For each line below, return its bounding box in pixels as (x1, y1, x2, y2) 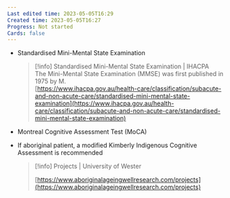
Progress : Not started (7, 23, 73, 30)
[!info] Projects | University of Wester (34, 162, 141, 171)
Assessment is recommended (17, 148, 103, 157)
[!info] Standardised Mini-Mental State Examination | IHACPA (34, 62, 209, 70)
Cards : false (7, 29, 45, 37)
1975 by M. (34, 77, 66, 86)
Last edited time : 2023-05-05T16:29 (7, 10, 114, 17)
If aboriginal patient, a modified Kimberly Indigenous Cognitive (17, 141, 197, 150)
